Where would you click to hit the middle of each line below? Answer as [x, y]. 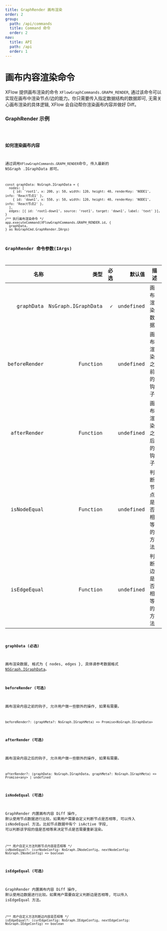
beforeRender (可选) [26, 688]
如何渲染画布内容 [23, 145]
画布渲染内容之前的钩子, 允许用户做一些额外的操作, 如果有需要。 [63, 706]
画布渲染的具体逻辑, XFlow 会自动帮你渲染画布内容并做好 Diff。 [74, 104]
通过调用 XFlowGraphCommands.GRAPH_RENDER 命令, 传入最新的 [57, 164]
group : [12, 19]
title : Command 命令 [30, 28]
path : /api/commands [31, 24]
